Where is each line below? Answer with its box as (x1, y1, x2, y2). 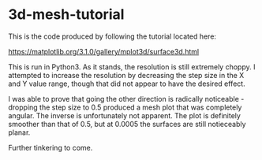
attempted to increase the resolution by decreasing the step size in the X (8, 70, 245, 80)
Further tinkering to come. (8, 143, 93, 152)
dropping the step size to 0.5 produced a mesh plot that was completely (8, 102, 242, 112)
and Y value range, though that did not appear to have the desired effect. (8, 79, 246, 88)
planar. (8, 128, 31, 137)
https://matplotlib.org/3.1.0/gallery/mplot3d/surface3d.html (8, 47, 200, 56)
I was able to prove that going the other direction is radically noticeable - (8, 94, 245, 103)
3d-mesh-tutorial (8, 6, 125, 24)
